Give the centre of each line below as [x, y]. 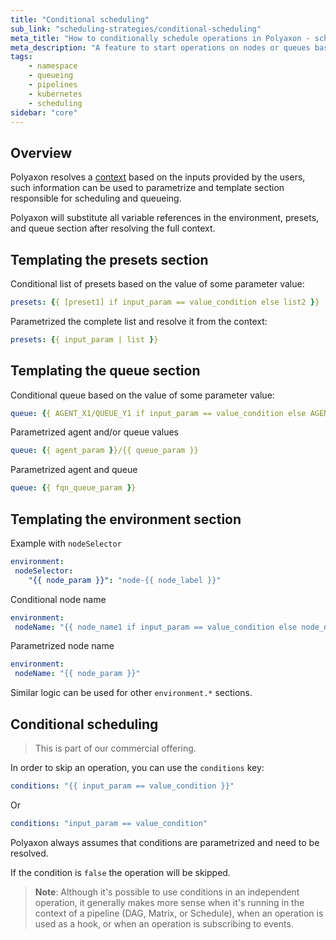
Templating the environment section [126, 519]
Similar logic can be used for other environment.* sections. [131, 693]
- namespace [53, 66]
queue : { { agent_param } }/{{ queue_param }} [104, 451]
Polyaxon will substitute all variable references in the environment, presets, [165, 218]
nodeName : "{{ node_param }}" [77, 674]
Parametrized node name [62, 646]
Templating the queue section [105, 371]
